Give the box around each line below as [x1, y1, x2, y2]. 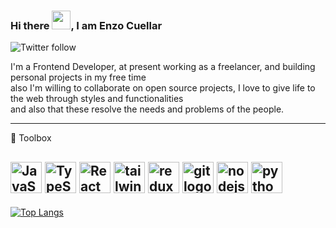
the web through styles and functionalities [10, 93, 184, 105]
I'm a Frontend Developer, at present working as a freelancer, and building [10, 61, 316, 73]
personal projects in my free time [10, 71, 147, 84]
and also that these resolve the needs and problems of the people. [10, 103, 285, 115]
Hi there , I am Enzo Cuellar [10, 18, 163, 32]
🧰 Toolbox [10, 132, 52, 144]
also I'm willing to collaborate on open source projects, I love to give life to [10, 82, 316, 94]
